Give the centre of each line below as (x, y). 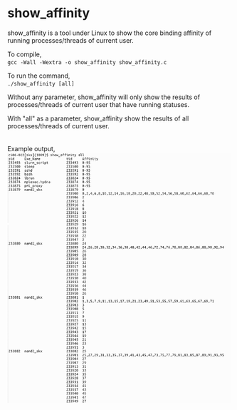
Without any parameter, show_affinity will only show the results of (104, 97)
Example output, (31, 148)
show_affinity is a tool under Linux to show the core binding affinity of (110, 33)
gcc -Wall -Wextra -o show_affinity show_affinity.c (87, 62)
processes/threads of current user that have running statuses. (99, 104)
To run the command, (39, 76)
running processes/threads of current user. (70, 40)
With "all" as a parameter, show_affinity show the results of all (98, 118)
